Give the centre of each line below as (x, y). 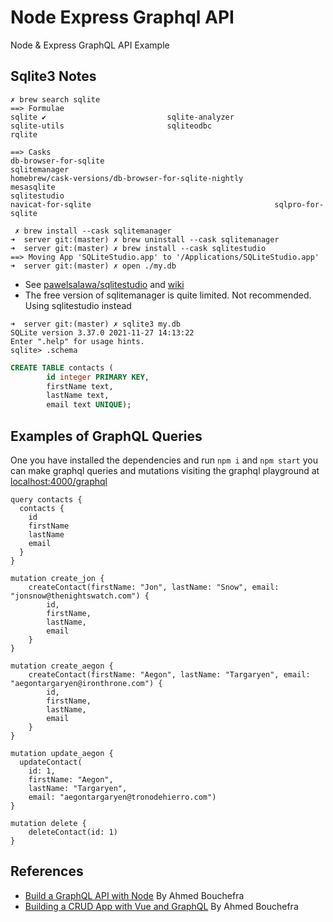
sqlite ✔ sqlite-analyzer (122, 117)
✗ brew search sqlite (55, 99)
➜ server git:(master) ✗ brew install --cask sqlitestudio (138, 248)
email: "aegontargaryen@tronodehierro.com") (122, 797)
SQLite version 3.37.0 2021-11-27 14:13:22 (102, 332)
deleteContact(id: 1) (73, 832)
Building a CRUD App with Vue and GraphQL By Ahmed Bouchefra (161, 906)
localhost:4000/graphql (59, 481)
